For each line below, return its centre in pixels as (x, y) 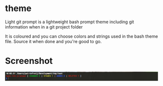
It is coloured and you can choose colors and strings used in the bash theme (81, 36)
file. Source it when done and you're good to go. (53, 41)
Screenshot (29, 61)
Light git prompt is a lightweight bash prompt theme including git (70, 22)
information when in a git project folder (44, 27)
